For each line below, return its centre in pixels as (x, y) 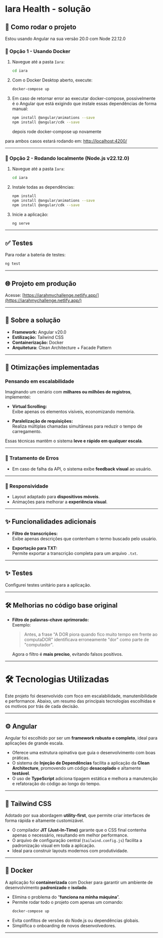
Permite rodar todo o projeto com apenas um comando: (67, 902)
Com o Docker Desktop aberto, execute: (52, 80)
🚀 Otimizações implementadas (52, 367)
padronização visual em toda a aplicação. (54, 846)
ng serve (21, 223)
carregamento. (27, 431)
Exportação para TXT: (35, 548)
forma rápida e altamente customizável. (45, 821)
